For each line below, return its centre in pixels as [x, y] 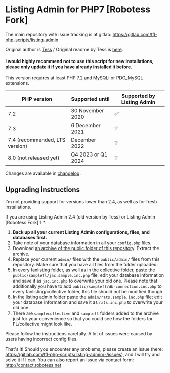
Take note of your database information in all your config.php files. [82, 243]
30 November [87, 111]
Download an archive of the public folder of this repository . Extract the [86, 248]
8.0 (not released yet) [34, 158]
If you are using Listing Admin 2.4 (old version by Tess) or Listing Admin [80, 216]
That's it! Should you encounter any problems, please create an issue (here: [84, 349]
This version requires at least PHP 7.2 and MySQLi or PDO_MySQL [74, 78]
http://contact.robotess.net [33, 365]
